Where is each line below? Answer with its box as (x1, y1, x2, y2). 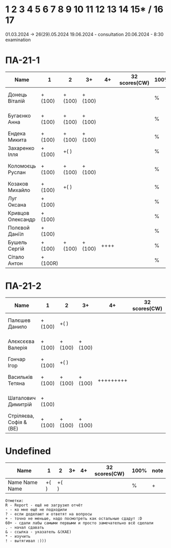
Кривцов (8, 209, 30, 216)
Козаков (8, 180, 28, 187)
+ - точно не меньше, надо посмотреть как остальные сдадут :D (5, 516, 142, 521)
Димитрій (8, 401, 32, 408)
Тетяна (8, 379, 25, 387)
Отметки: (5, 498, 24, 503)
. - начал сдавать (5, 525, 44, 530)
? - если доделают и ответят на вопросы (5, 511, 93, 516)
